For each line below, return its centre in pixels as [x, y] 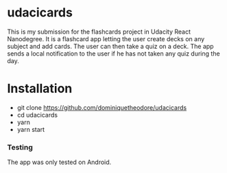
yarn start [31, 129]
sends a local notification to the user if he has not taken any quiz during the [114, 54]
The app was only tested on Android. [59, 162]
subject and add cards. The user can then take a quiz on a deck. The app [110, 46]
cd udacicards [37, 115]
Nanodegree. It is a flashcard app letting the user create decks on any [106, 38]
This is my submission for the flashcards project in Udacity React [99, 32]
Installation [40, 89]
